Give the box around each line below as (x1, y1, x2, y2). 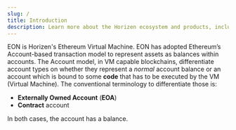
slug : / (7, 10, 30, 18)
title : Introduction (7, 17, 68, 24)
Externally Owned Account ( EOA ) (17, 93, 117, 102)
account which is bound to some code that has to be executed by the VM (7, 72, 220, 81)
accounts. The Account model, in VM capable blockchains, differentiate (7, 58, 214, 66)
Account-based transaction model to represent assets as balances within (7, 50, 219, 58)
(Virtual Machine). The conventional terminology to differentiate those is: (7, 80, 218, 89)
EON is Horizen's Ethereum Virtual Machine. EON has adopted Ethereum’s (7, 43, 221, 51)
